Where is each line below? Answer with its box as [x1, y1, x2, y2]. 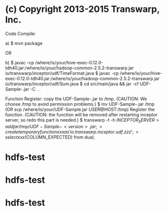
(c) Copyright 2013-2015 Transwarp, [5, 3, 160, 15]
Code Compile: [5, 30, 36, 36]
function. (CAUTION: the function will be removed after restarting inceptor [5, 111, 157, 118]
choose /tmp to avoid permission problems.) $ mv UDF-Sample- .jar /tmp [5, 101, 155, 107]
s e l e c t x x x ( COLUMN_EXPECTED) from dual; [5, 134, 95, 140]
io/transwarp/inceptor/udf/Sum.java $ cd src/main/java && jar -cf [5, 81, 139, 87]
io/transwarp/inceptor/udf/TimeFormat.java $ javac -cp [5, 70, 119, 76]
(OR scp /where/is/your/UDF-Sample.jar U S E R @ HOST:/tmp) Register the [5, 106, 155, 112]
